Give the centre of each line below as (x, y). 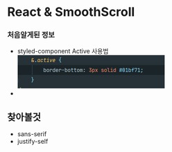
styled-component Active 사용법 (63, 51)
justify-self (33, 142)
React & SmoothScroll (71, 12)
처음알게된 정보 (31, 35)
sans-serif (32, 134)
